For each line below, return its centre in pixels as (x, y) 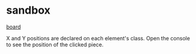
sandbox (28, 10)
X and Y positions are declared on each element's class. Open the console (98, 38)
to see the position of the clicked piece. (55, 45)
